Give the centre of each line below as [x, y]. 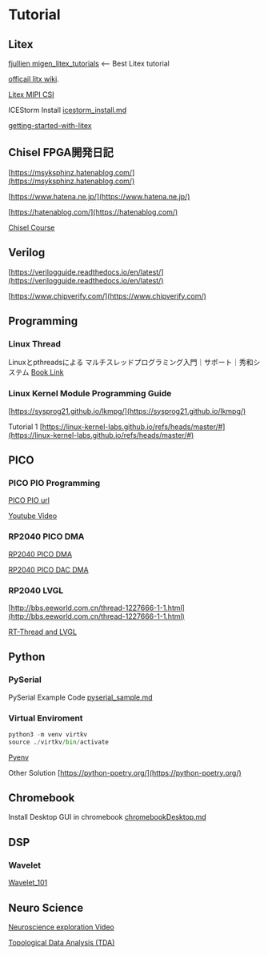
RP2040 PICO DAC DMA [49, 569]
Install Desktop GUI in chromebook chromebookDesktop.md [107, 817]
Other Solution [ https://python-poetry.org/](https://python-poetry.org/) [125, 772]
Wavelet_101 [28, 883]
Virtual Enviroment [46, 718]
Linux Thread [35, 343]
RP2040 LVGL [36, 590]
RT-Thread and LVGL [43, 632]
